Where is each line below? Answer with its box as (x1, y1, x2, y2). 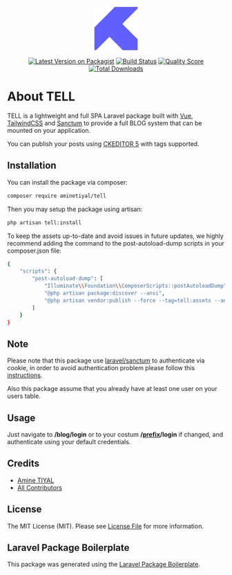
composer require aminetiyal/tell (7, 192, 107, 199)
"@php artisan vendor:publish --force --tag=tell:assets (43, 297, 212, 304)
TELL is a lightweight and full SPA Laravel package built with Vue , (7, 111, 193, 120)
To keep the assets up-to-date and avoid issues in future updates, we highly (7, 232, 224, 240)
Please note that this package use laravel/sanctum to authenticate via (7, 356, 205, 365)
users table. (7, 392, 41, 401)
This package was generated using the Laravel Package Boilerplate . (7, 560, 201, 569)
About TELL (7, 89, 76, 104)
